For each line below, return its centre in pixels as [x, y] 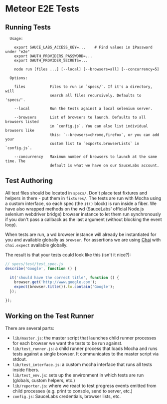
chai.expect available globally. [36, 245]
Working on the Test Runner [50, 316]
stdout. [20, 359]
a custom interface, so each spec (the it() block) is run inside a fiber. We [81, 203]
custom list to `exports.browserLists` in [94, 143]
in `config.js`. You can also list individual [99, 126]
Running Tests [28, 27]
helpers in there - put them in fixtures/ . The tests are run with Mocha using [83, 198]
